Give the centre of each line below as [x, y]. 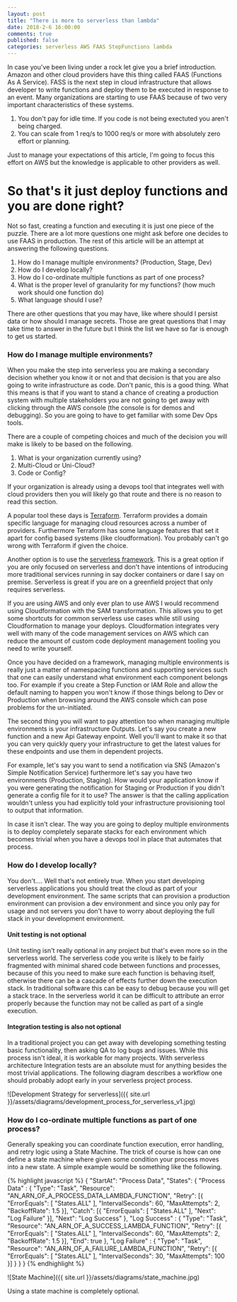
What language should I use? [60, 299]
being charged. [40, 126]
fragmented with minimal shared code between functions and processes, [114, 965]
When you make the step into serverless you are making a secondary [108, 370]
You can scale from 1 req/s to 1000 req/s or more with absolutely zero [119, 133]
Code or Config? [41, 473]
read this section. [33, 502]
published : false [33, 40]
